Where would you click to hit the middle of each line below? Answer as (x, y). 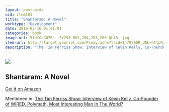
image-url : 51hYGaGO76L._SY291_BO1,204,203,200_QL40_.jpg (67, 38)
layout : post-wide (24, 10)
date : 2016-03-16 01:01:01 (33, 29)
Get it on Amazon (23, 89)
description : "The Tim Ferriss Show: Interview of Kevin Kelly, (74, 47)
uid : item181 (19, 15)
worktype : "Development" (31, 24)
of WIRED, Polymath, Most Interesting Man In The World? (64, 104)
